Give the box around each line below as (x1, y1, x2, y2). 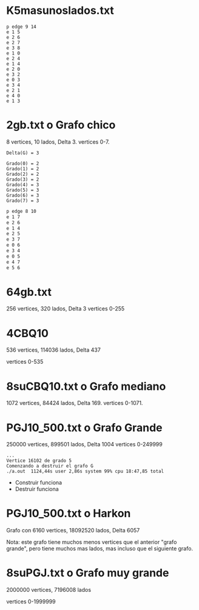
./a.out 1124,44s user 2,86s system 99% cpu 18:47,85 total (6, 468, 164, 475)
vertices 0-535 (6, 358, 44, 366)
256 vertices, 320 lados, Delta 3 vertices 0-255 (6, 305, 125, 312)
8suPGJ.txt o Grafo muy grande (6, 566, 169, 580)
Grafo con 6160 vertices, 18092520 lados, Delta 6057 (6, 527, 140, 534)
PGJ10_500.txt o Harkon (6, 507, 131, 520)
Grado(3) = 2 (6, 176, 39, 183)
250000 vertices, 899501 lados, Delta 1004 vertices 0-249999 (6, 441, 163, 448)
